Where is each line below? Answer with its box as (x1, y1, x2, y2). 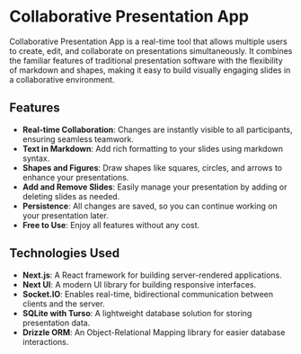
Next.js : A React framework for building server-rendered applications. (22, 270, 283, 280)
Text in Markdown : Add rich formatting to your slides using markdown (22, 143, 284, 154)
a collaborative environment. (9, 74, 115, 84)
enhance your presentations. (22, 172, 129, 182)
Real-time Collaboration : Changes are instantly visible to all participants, (22, 124, 294, 135)
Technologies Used (9, 245, 120, 261)
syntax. (22, 153, 50, 164)
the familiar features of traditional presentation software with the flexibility (9, 55, 283, 66)
